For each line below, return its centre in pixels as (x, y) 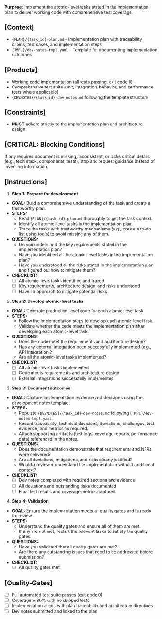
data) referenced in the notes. (49, 439)
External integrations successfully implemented (66, 378)
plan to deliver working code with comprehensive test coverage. (69, 12)
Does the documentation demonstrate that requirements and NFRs (85, 449)
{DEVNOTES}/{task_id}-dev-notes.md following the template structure (80, 97)
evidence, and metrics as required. (54, 429)
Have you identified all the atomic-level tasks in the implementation (86, 255)
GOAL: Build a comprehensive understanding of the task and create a (81, 203)
